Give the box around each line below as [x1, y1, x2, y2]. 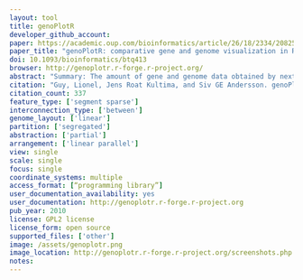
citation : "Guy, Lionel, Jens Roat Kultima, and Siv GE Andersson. [9, 80, 269, 89]
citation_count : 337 [9, 89, 87, 98]
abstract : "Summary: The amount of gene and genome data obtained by [9, 72, 277, 81]
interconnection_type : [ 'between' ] [9, 106, 143, 115]
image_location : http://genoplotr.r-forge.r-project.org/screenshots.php [9, 248, 293, 257]
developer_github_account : [9, 30, 111, 39]
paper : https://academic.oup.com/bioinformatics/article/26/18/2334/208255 [9, 38, 300, 48]
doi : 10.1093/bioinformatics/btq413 [9, 55, 147, 64]
